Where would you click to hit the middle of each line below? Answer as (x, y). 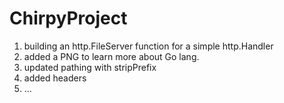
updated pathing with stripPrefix (90, 67)
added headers (55, 78)
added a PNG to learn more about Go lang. (111, 56)
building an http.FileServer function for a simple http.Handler (148, 46)
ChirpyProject (68, 18)
